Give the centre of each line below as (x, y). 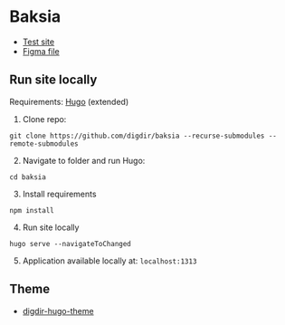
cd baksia (28, 177)
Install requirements (59, 194)
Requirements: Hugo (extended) (69, 101)
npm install (32, 210)
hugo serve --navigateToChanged (70, 244)
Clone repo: (44, 119)
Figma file (41, 51)
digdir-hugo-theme (58, 311)
